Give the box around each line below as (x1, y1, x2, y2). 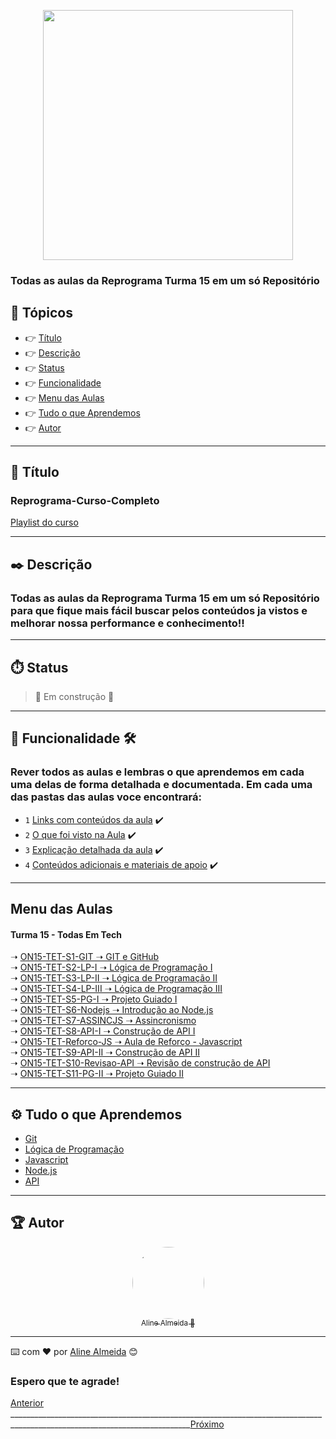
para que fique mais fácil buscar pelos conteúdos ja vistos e (10, 603, 308, 617)
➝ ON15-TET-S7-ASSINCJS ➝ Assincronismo (10, 1015, 197, 1027)
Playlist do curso (10, 516, 79, 529)
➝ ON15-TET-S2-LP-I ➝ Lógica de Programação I (10, 961, 213, 974)
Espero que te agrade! (10, 1374, 120, 1388)
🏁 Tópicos (10, 305, 73, 322)
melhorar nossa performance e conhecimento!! (10, 616, 245, 630)
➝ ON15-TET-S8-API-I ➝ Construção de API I (10, 1025, 196, 1037)
